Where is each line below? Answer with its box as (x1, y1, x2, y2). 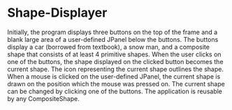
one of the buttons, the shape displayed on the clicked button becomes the (7, 57, 224, 65)
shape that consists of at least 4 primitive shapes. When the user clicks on (7, 50, 222, 58)
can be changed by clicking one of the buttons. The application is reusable (7, 87, 222, 95)
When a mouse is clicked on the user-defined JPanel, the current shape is (7, 72, 221, 81)
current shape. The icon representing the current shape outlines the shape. (7, 65, 224, 73)
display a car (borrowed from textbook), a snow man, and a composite (7, 42, 210, 51)
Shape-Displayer (7, 5, 108, 21)
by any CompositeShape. (7, 94, 80, 102)
